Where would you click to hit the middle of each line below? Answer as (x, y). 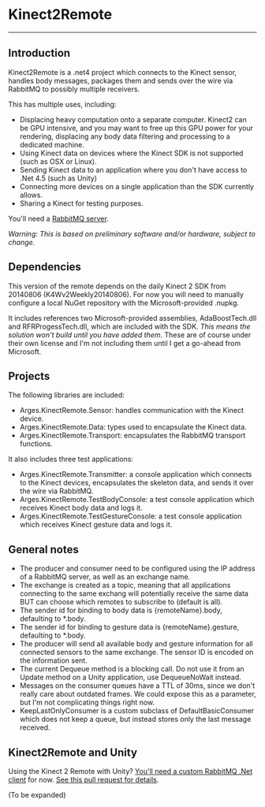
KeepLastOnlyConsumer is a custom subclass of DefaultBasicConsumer (137, 711)
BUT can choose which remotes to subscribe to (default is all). (121, 602)
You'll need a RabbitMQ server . (58, 218)
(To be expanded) (37, 795)
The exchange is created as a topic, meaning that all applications (125, 586)
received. (35, 727)
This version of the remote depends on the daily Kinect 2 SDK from (117, 286)
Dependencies (45, 267)
